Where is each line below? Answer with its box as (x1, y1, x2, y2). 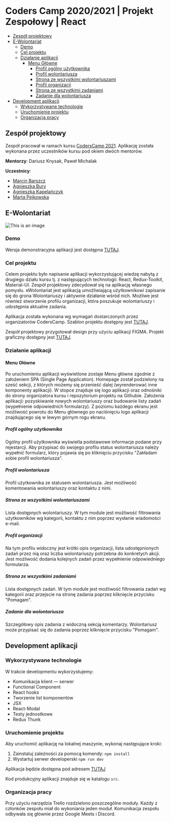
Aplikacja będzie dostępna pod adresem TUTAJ (5, 766, 106, 772)
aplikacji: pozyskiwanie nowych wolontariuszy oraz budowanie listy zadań (5, 398, 162, 404)
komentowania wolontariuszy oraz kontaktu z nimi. (5, 485, 112, 491)
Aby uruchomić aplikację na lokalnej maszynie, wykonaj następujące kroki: (5, 741, 162, 747)
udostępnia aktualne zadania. (5, 304, 67, 310)
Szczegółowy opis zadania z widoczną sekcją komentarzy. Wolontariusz (5, 621, 157, 627)
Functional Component (12, 684, 61, 690)
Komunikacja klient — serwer (12, 678, 74, 684)
